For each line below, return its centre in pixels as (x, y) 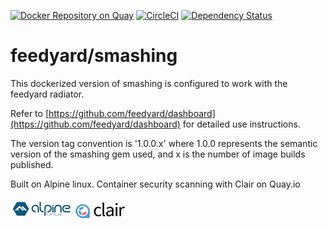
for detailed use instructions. (241, 124)
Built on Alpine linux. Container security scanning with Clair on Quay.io (155, 184)
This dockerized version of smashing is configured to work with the (149, 83)
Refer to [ (29, 113)
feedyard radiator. (47, 94)
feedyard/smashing (94, 56)
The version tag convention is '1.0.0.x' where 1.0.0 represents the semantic (164, 143)
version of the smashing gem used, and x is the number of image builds (158, 154)
